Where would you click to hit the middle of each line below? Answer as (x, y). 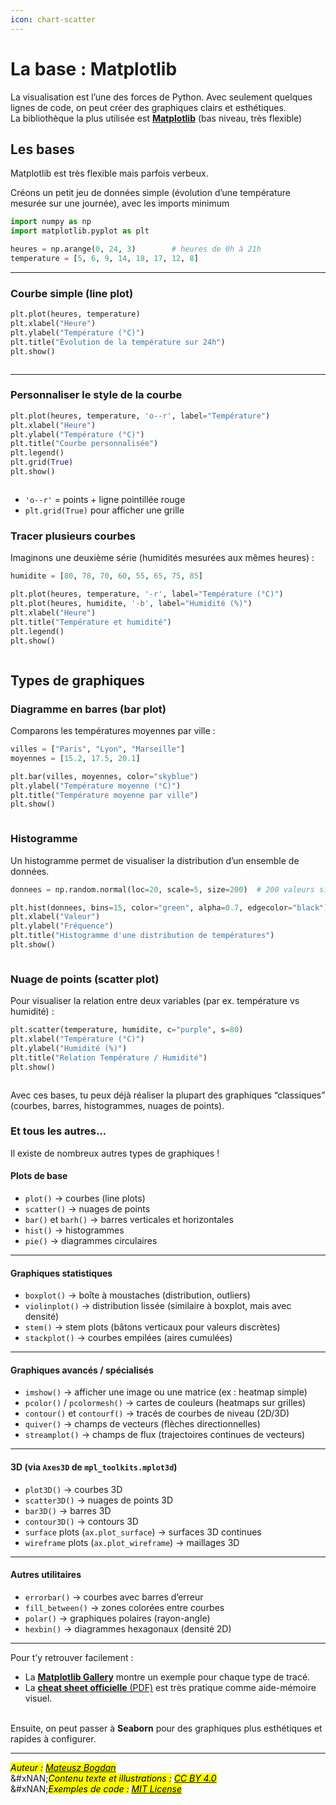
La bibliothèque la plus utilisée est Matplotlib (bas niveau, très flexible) (156, 118)
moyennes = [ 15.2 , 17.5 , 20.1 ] (75, 758)
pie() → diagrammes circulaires (91, 1241)
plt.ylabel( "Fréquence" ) (62, 926)
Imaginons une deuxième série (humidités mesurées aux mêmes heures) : (162, 558)
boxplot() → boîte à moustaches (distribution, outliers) (137, 1295)
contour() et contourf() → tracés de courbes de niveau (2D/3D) (157, 1413)
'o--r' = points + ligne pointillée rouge (105, 499)
